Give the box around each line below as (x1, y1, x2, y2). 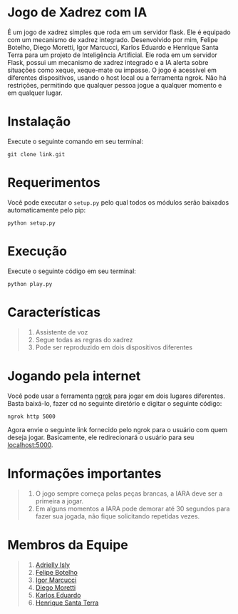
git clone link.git (7, 150, 66, 158)
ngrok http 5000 (7, 413, 56, 420)
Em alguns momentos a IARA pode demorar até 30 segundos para (35, 504, 230, 513)
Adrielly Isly (35, 561, 70, 569)
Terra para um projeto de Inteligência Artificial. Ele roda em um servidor (7, 51, 217, 59)
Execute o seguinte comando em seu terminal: (7, 137, 144, 145)
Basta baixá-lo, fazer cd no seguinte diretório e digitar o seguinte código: (7, 399, 222, 407)
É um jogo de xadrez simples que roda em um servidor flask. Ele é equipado (7, 28, 231, 36)
